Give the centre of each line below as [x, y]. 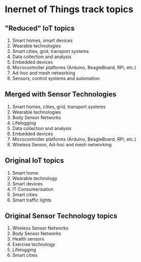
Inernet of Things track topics [69, 9]
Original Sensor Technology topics [61, 216]
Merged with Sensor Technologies [61, 95]
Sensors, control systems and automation [56, 78]
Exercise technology [34, 244]
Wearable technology [35, 178]
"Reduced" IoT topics [40, 28]
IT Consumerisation [33, 189]
